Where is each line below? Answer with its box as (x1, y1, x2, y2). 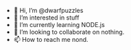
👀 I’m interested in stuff (13, 14, 80, 22)
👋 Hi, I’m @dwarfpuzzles (13, 7, 84, 14)
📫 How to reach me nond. (13, 36, 88, 43)
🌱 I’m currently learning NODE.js (13, 21, 105, 28)
